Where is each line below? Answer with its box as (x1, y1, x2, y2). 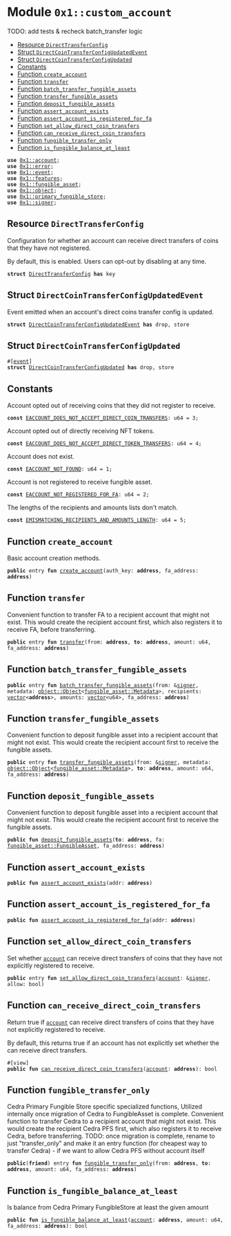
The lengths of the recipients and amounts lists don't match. (7, 503, 178, 512)
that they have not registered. (7, 244, 91, 252)
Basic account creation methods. (7, 554, 101, 562)
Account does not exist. (7, 453, 74, 461)
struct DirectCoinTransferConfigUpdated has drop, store (7, 364, 174, 371)
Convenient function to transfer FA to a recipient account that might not (7, 610, 210, 619)
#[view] (7, 1060, 30, 1066)
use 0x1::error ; (7, 163, 54, 170)
